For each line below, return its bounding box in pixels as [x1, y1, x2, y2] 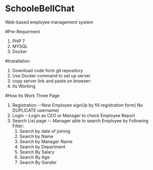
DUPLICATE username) [12, 107, 59, 113]
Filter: [12, 123, 24, 129]
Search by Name [19, 133, 53, 139]
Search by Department [19, 144, 66, 149]
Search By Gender [19, 159, 57, 165]
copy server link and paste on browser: [12, 78, 92, 84]
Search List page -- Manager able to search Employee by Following [12, 118, 149, 123]
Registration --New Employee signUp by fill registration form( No [12, 102, 143, 108]
